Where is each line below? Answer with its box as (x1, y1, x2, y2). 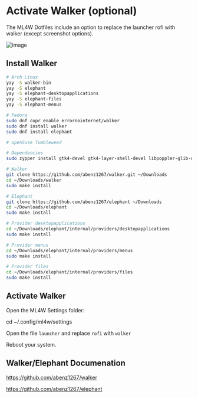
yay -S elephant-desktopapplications (6, 90, 99, 97)
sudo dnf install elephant (6, 129, 72, 135)
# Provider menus (6, 242, 49, 248)
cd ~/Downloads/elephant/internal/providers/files (6, 269, 133, 275)
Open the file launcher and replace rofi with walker (6, 330, 131, 337)
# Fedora (6, 112, 28, 118)
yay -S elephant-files (6, 96, 62, 102)
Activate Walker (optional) (6, 4, 137, 18)
